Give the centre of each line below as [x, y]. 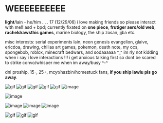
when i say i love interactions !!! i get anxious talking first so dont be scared [80, 57]
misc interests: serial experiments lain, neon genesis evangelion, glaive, [77, 41]
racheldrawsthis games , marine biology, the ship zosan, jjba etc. [70, 32]
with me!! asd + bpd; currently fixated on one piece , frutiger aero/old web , [80, 27]
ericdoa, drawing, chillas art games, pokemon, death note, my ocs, [72, 47]
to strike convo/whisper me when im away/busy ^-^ [56, 62]
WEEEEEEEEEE [36, 9]
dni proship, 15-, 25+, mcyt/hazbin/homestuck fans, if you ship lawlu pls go [81, 72]
